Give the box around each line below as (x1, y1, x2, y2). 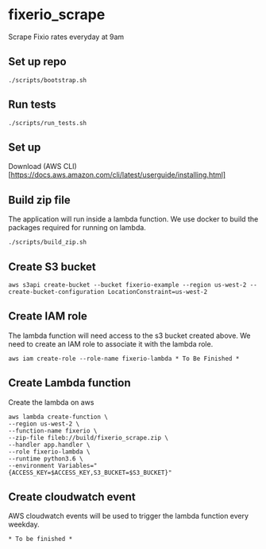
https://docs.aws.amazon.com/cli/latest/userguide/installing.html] (10, 170, 226, 180)
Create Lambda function (8, 376, 131, 390)
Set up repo (8, 55, 67, 69)
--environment (8, 461, 56, 469)
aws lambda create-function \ (8, 413, 109, 421)
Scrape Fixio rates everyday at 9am (8, 32, 125, 41)
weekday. (8, 520, 40, 529)
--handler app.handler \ (8, 441, 91, 449)
